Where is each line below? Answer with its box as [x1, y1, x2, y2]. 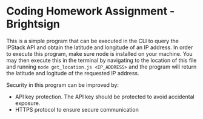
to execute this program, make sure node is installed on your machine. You [6, 50, 193, 57]
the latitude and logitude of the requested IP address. [6, 69, 139, 76]
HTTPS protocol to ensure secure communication [15, 106, 139, 113]
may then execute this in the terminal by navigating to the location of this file [6, 56, 197, 64]
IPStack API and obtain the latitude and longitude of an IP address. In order [6, 44, 193, 51]
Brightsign [6, 17, 61, 31]
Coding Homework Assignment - [6, 4, 175, 18]
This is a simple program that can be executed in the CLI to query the [6, 37, 179, 44]
